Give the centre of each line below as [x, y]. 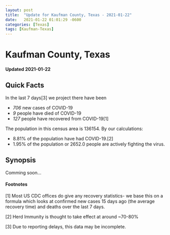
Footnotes [16, 184]
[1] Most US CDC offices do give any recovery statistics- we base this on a [84, 195]
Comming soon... [23, 172]
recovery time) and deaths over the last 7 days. [55, 207]
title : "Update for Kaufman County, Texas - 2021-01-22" [69, 15]
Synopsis [21, 160]
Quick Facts [25, 85]
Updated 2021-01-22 [28, 69]
